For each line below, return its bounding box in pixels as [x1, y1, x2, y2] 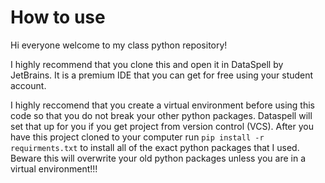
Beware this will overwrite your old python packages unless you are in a [10, 152, 307, 164]
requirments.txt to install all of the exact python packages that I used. [10, 141, 300, 153]
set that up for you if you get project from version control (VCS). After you [10, 120, 314, 132]
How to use [10, 6, 106, 29]
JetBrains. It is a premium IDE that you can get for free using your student [10, 69, 314, 81]
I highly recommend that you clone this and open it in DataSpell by [10, 58, 284, 70]
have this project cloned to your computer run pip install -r [10, 131, 265, 143]
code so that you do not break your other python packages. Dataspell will [10, 109, 313, 121]
